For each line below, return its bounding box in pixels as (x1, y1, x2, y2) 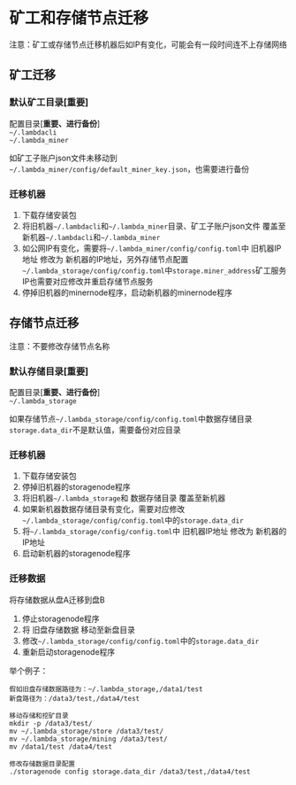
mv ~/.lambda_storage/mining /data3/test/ (9, 734, 168, 743)
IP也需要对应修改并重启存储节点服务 (21, 276, 154, 286)
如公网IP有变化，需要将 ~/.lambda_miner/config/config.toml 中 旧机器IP (21, 243, 282, 253)
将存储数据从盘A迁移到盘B (9, 595, 105, 605)
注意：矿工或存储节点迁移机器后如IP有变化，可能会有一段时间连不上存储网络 (9, 39, 287, 50)
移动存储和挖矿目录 (9, 711, 69, 720)
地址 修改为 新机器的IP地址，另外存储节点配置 (21, 253, 189, 264)
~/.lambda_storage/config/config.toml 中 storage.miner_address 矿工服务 (21, 265, 287, 276)
